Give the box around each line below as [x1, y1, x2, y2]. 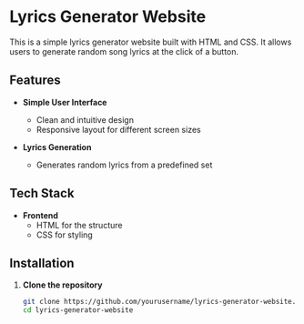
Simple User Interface [22, 96, 107, 107]
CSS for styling [35, 229, 93, 240]
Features [9, 73, 61, 88]
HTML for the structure [35, 219, 123, 230]
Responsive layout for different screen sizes [35, 124, 202, 135]
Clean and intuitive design [35, 114, 135, 125]
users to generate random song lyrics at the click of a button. [9, 46, 239, 56]
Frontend [22, 209, 59, 220]
